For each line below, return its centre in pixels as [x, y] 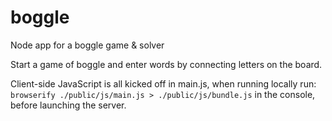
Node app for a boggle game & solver [87, 45]
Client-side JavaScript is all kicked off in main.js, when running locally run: [163, 83]
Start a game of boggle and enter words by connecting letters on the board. [166, 64]
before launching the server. [68, 105]
